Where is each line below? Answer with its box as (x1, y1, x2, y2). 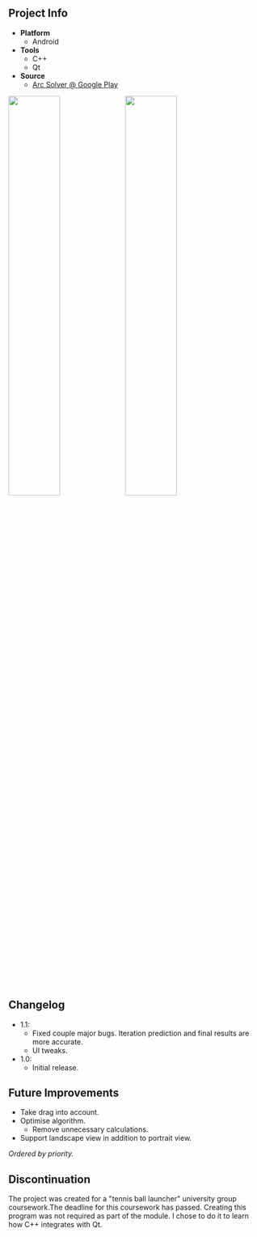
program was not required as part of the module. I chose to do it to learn (8, 1211, 249, 1221)
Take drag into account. (19, 1107, 99, 1117)
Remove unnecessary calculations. (32, 1124, 149, 1134)
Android (32, 36, 59, 46)
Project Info (8, 6, 69, 20)
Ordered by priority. (8, 1149, 74, 1158)
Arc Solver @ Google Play (32, 79, 119, 89)
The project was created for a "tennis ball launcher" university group (8, 1194, 237, 1204)
